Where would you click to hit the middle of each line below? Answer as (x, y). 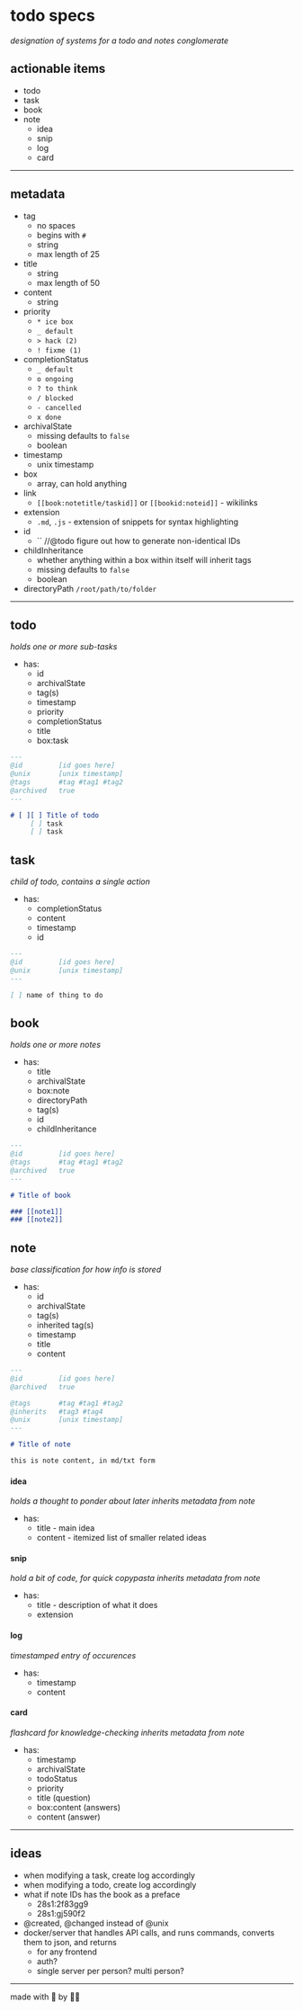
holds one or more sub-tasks (64, 647)
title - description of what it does (97, 1605)
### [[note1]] (37, 1211)
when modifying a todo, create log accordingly (110, 1884)
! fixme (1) (59, 350)
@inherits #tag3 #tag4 (57, 1412)
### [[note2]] (37, 1220)
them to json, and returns (70, 1942)
